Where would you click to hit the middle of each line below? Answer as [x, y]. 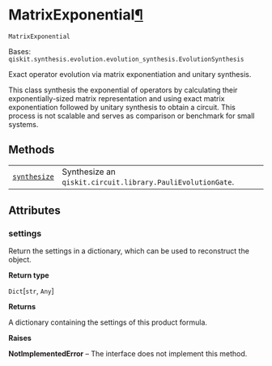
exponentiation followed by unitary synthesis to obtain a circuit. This [122, 107]
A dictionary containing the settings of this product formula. [108, 322]
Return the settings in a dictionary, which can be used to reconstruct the [129, 251]
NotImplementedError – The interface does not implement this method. [128, 354]
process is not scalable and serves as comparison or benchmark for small [132, 116]
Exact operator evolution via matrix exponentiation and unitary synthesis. [130, 74]
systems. [23, 124]
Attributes [34, 211]
